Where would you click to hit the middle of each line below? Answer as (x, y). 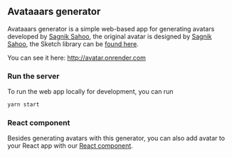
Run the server (33, 76)
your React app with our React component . (70, 146)
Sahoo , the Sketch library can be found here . (73, 44)
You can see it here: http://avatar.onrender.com (77, 58)
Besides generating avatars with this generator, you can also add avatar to (116, 139)
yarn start (23, 105)
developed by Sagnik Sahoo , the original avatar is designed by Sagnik (110, 36)
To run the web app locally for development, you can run (90, 92)
